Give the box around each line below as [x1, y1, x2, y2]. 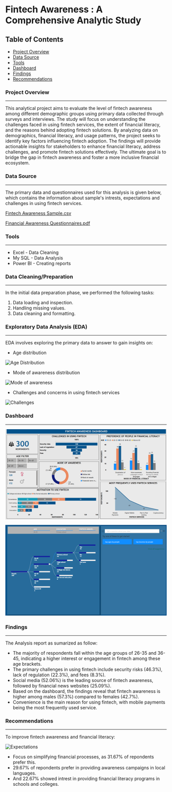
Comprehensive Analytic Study [5, 14, 142, 26]
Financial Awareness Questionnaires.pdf [5, 220, 91, 226]
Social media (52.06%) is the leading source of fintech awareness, [12, 677, 154, 684]
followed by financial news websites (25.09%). [12, 683, 112, 689]
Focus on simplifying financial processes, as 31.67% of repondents [12, 754, 155, 760]
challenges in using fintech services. [5, 200, 83, 206]
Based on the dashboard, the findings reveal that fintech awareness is [12, 688, 161, 694]
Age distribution [12, 349, 47, 356]
